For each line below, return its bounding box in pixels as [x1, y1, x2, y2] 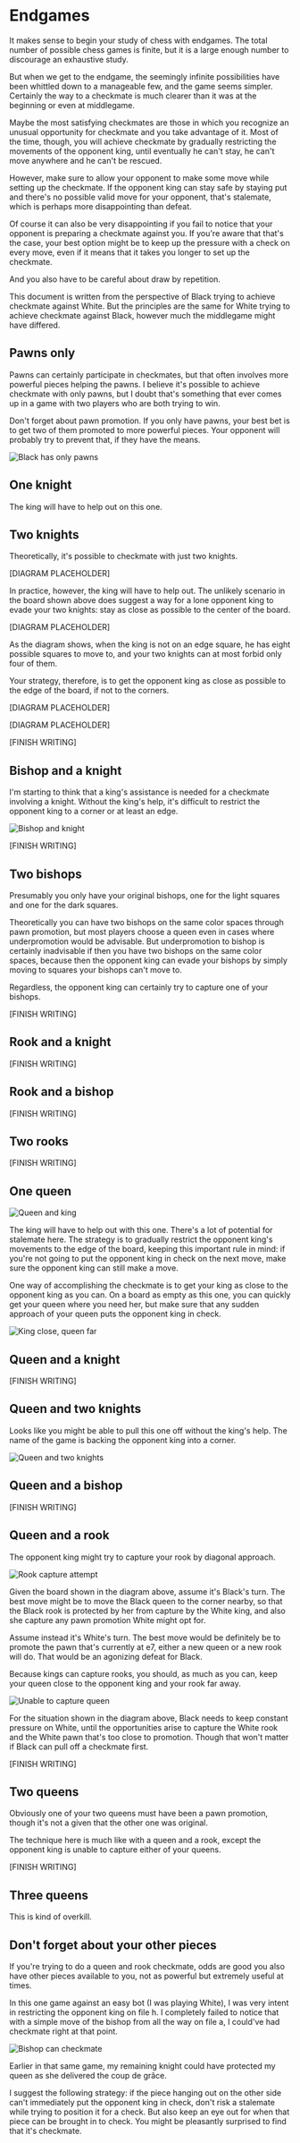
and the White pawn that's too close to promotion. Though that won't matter [9, 1731, 289, 1742]
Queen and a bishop [9, 1478, 123, 1493]
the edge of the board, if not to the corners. [9, 685, 170, 696]
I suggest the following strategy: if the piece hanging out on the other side [9, 2087, 282, 2098]
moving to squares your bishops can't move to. [9, 965, 183, 975]
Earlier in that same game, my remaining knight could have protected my [9, 2060, 276, 2071]
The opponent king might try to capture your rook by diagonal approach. [9, 1552, 276, 1562]
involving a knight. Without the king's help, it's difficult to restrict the [9, 796, 261, 807]
